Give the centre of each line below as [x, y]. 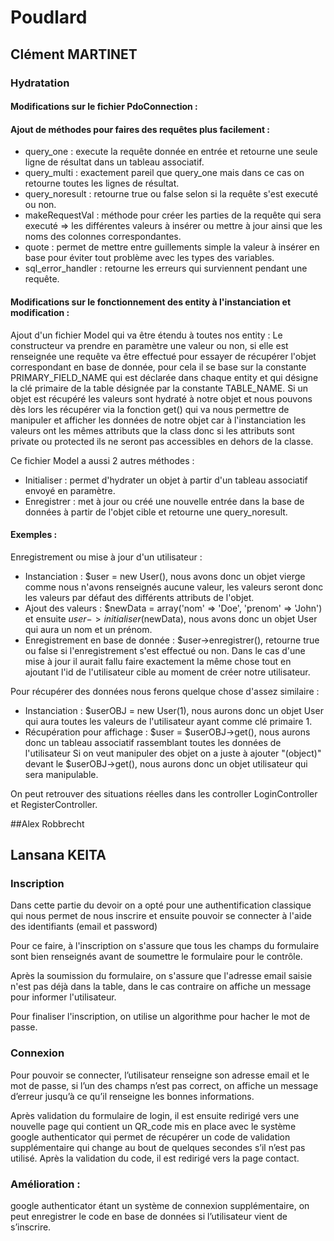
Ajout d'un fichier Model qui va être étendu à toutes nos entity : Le [146, 335]
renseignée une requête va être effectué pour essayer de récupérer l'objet [163, 356]
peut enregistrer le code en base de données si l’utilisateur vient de [149, 1216]
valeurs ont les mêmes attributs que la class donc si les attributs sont [152, 430]
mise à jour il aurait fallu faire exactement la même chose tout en [158, 661]
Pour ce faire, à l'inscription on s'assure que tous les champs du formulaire [165, 946]
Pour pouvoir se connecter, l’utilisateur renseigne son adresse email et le [160, 1075]
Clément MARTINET [74, 54]
